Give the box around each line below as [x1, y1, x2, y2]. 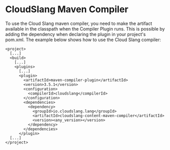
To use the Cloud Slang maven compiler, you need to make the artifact [5, 20, 152, 26]
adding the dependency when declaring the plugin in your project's [5, 31, 146, 37]
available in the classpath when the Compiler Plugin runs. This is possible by [5, 25, 165, 32]
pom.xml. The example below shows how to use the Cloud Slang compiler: [5, 37, 161, 43]
